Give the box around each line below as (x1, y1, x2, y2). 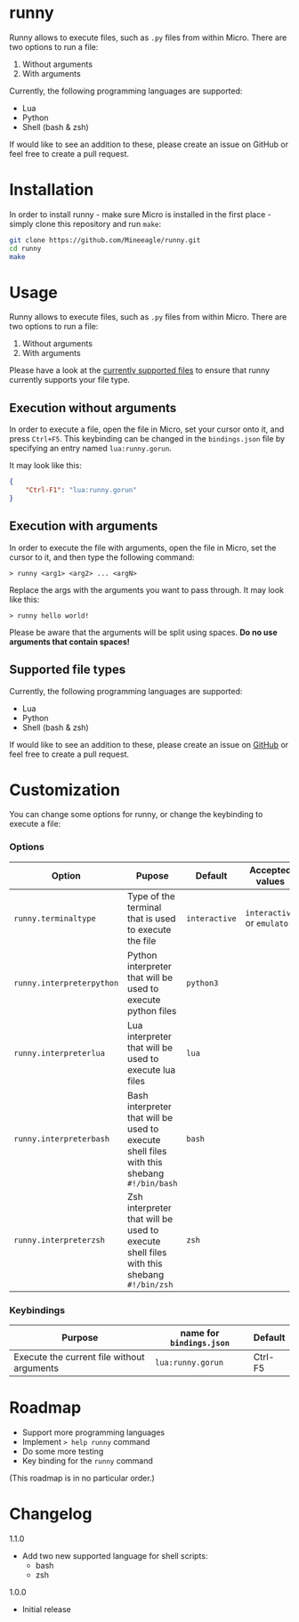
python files (127, 1004, 177, 1017)
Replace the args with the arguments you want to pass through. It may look (9, 584, 285, 595)
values (255, 875, 286, 888)
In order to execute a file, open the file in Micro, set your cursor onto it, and (9, 424, 285, 434)
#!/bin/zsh (127, 1279, 174, 1289)
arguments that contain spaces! (9, 636, 131, 647)
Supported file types (9, 662, 126, 677)
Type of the (127, 889, 175, 902)
